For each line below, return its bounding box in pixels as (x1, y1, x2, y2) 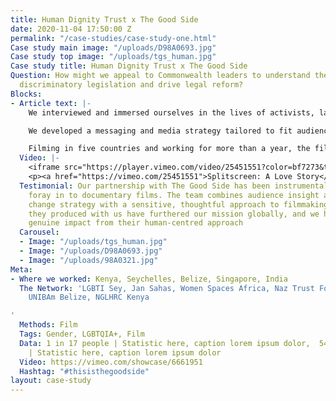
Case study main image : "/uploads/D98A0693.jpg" (10, 42, 217, 53)
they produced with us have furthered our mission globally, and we (28, 209, 320, 219)
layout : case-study (10, 376, 92, 386)
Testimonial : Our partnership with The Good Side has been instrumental (19, 181, 329, 191)
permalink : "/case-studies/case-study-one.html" (10, 33, 217, 43)
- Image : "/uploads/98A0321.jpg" (19, 255, 159, 265)
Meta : (10, 264, 33, 275)
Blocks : (10, 89, 43, 99)
